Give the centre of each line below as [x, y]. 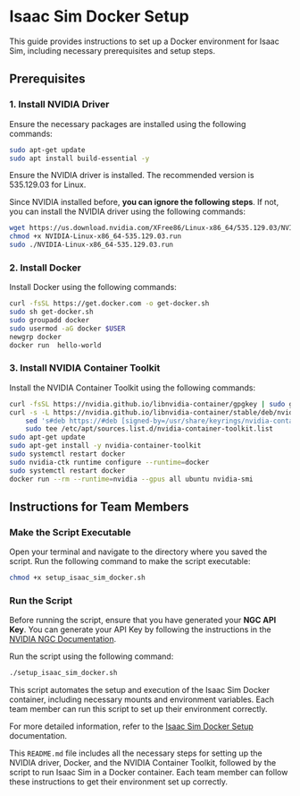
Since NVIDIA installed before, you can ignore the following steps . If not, [144, 202]
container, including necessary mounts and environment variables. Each [142, 699]
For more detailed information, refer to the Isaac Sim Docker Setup [132, 726]
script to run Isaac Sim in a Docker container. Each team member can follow [149, 773]
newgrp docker [36, 337]
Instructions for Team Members [99, 506]
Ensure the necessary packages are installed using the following [128, 124]
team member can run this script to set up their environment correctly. [138, 709]
